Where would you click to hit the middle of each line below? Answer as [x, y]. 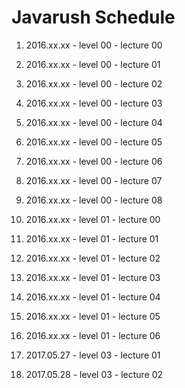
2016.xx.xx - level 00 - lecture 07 [94, 180]
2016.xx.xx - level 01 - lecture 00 [93, 219]
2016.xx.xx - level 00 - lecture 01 [93, 64]
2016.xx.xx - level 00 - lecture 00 [94, 45]
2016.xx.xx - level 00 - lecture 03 [94, 103]
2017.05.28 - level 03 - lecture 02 [94, 374]
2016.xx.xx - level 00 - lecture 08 [94, 200]
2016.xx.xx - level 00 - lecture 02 [94, 83]
